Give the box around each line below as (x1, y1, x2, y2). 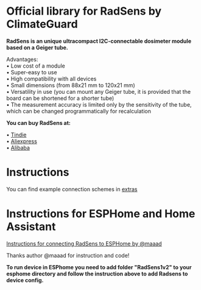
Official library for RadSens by (6, 4, 162, 18)
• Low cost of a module (6, 62, 65, 69)
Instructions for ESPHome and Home (6, 207, 196, 221)
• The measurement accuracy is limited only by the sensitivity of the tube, (6, 101, 192, 108)
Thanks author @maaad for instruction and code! (6, 252, 130, 259)
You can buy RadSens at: (6, 119, 71, 126)
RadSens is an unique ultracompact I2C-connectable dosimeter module (6, 37, 192, 44)
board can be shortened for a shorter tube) (6, 94, 115, 102)
